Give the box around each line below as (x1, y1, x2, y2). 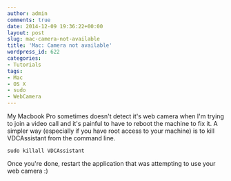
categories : (7, 55, 41, 62)
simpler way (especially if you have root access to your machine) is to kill (7, 127, 215, 135)
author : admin (7, 10, 48, 17)
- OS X (7, 81, 26, 87)
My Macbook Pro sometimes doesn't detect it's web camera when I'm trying (7, 112, 224, 120)
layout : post (7, 29, 45, 36)
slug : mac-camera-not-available (7, 36, 100, 43)
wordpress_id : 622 (7, 49, 60, 56)
